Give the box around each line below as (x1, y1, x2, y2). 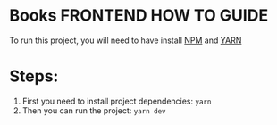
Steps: (9, 66, 59, 87)
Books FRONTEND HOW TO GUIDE (9, 5, 269, 26)
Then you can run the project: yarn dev (21, 104, 166, 116)
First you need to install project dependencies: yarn (21, 96, 212, 106)
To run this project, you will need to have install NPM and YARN (9, 35, 242, 46)
